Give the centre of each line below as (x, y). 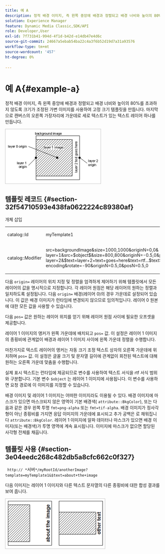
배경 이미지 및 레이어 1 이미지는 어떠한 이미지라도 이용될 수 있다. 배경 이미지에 (79, 395)
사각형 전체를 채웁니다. (27, 432)
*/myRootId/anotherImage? (62, 470)
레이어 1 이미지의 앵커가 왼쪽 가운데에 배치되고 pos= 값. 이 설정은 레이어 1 (74, 333)
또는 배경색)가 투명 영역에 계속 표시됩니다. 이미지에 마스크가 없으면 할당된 (85, 426)
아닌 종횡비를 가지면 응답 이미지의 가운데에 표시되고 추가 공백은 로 (77, 414)
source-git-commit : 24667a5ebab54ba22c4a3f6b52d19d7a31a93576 (70, 42)
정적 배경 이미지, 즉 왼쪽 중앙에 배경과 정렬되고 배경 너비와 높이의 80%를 (75, 103)
